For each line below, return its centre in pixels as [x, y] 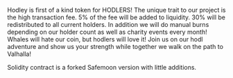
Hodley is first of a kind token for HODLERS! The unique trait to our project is [116, 10]
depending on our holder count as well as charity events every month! [107, 32]
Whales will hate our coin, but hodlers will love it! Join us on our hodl [105, 39]
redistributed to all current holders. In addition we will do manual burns [108, 25]
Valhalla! [19, 54]
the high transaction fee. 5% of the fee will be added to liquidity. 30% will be [116, 17]
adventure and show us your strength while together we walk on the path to [115, 47]
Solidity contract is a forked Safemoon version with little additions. [102, 67]
